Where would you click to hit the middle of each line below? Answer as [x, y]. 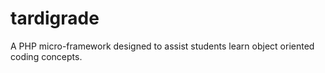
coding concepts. [46, 56]
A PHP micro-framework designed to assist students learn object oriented [162, 46]
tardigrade [55, 18]
